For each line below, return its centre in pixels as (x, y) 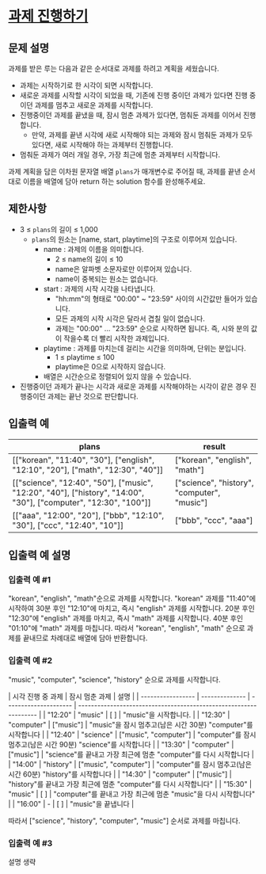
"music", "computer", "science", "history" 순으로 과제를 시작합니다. (114, 679)
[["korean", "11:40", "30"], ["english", (83, 460)
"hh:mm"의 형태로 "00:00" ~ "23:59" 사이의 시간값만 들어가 (149, 299)
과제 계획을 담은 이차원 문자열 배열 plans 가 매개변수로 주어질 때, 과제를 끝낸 (125, 172)
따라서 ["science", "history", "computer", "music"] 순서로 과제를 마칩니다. (124, 820)
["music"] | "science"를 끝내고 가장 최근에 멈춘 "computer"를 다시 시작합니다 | (131, 754)
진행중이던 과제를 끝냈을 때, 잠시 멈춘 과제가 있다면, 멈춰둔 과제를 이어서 (130, 115)
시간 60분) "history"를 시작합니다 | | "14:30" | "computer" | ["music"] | (120, 774)
